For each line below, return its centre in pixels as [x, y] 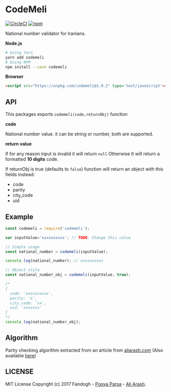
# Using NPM [18, 62]
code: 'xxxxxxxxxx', [32, 293]
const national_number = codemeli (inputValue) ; [57, 252]
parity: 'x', [24, 298]
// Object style [22, 270]
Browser [15, 77]
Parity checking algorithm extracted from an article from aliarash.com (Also [84, 350]
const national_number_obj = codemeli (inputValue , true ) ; [68, 275]
